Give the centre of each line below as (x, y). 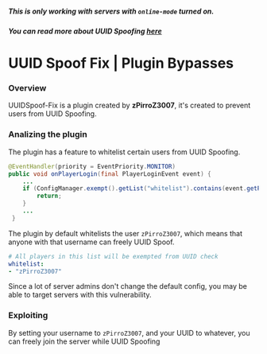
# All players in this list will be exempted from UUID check (113, 256)
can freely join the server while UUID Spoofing (84, 341)
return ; (49, 196)
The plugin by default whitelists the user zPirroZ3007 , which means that (125, 233)
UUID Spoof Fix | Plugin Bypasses (121, 63)
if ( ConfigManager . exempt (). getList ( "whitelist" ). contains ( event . (135, 189)
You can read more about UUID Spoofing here (85, 31)
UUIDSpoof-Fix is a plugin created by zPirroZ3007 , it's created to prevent (130, 105)
